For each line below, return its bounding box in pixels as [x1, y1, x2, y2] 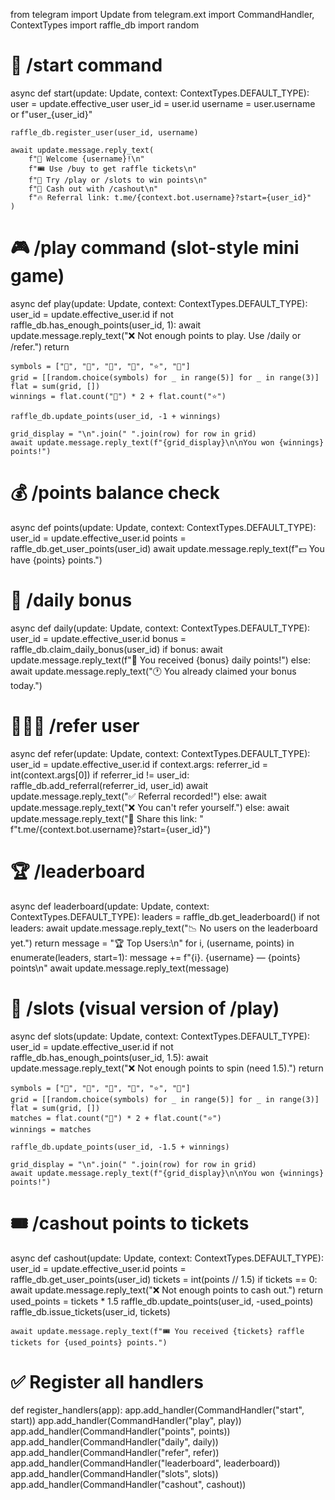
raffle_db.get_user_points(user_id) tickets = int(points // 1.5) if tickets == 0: [10, 1273, 318, 1285]
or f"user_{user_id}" [10, 108, 93, 120]
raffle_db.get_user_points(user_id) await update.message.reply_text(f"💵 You [10, 542, 325, 554]
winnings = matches [10, 1124, 92, 1134]
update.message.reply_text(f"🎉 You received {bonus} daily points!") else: [10, 654, 311, 666]
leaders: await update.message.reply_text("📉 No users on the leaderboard [10, 922, 318, 934]
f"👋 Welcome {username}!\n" [28, 154, 145, 164]
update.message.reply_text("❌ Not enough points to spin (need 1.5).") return [10, 1062, 324, 1074]
